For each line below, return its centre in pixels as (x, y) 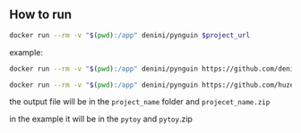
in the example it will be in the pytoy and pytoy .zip (101, 119)
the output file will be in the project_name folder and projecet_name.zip (140, 102)
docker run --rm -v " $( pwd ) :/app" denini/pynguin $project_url (130, 35)
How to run (41, 15)
